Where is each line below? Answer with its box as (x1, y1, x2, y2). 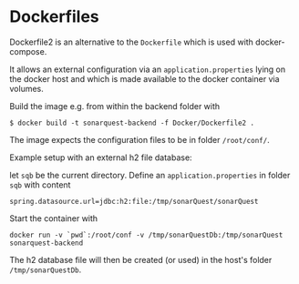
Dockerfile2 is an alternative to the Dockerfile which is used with (9, 36, 253, 47)
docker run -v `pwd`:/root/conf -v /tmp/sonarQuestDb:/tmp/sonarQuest (9, 230, 284, 239)
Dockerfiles (9, 6, 100, 27)
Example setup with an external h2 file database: (9, 152, 193, 163)
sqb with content (9, 179, 71, 190)
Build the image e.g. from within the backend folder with (9, 100, 221, 111)
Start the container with (9, 212, 98, 224)
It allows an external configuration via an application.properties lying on (9, 64, 285, 75)
